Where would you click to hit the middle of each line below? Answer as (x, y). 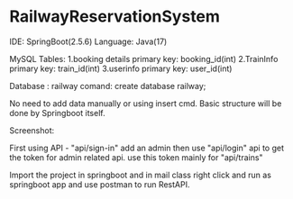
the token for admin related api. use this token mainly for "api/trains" (136, 157)
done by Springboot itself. (57, 113)
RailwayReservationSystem (115, 17)
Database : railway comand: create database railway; (108, 86)
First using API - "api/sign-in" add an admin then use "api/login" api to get (147, 148)
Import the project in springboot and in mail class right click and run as (141, 175)
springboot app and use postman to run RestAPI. (100, 184)
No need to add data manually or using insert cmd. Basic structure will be (146, 103)
